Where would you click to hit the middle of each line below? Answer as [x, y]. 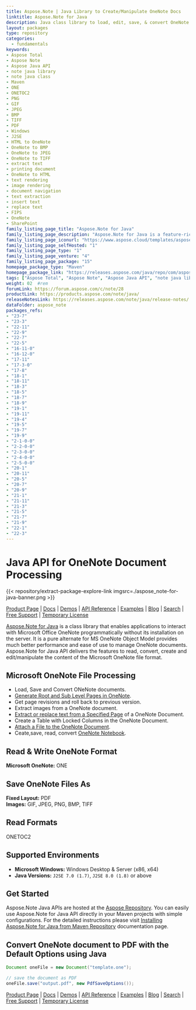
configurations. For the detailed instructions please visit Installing [84, 920]
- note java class [28, 77]
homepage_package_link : [35, 273]
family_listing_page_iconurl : [43, 240]
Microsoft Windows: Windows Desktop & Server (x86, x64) [86, 869]
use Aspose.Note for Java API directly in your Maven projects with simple [94, 914]
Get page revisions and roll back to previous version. [78, 702]
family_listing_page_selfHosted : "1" [52, 245]
